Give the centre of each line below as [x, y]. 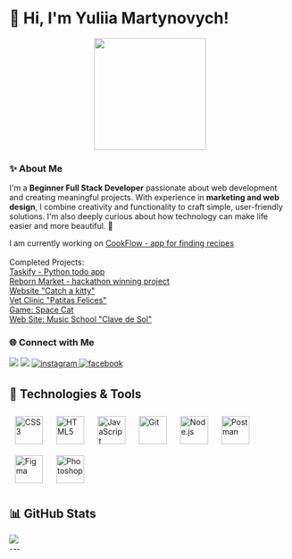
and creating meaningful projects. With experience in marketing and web [144, 198]
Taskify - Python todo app [57, 272]
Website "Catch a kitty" [52, 291]
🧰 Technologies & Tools [75, 394]
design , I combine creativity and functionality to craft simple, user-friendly [146, 207]
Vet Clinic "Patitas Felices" [58, 301]
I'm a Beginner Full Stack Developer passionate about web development [143, 188]
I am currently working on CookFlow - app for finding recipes [122, 243]
